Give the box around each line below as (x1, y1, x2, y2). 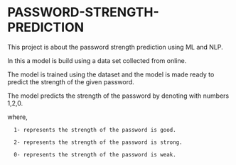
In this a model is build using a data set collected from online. (7, 56, 187, 64)
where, (7, 113, 28, 121)
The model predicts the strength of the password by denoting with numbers (7, 91, 230, 100)
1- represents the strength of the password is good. (14, 126, 176, 133)
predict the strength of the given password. (7, 77, 135, 86)
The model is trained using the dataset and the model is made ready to (7, 70, 215, 79)
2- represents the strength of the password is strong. (14, 139, 183, 146)
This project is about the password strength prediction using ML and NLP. (7, 42, 223, 51)
